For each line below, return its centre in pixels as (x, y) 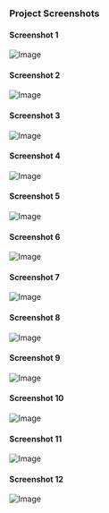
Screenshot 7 (34, 277)
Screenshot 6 (35, 236)
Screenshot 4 (35, 156)
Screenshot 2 (35, 75)
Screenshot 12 (37, 479)
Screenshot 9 (35, 358)
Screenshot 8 (35, 317)
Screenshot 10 (37, 398)
